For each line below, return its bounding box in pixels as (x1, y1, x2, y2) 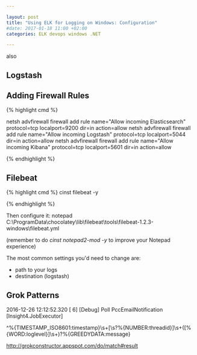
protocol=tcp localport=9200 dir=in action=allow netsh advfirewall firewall (6, 125, 191, 132)
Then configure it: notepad (6, 212, 73, 220)
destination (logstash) (14, 273, 69, 280)
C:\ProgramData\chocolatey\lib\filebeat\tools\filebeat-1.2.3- (6, 218, 154, 226)
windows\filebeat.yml (6, 225, 60, 232)
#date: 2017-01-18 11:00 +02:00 (6, 25, 87, 31)
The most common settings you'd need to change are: (6, 255, 141, 262)
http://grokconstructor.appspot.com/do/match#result (6, 342, 139, 350)
